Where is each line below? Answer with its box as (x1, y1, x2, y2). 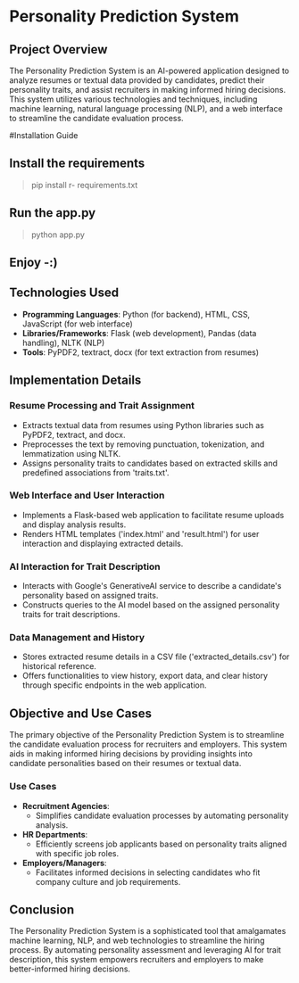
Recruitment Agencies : (21, 800, 110, 811)
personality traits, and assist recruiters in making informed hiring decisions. (9, 85, 287, 95)
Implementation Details (9, 373, 142, 388)
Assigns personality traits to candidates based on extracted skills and (21, 458, 278, 468)
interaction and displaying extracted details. (21, 538, 184, 549)
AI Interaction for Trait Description (9, 560, 161, 573)
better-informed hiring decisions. (9, 963, 131, 974)
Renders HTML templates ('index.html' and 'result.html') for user (21, 528, 260, 539)
